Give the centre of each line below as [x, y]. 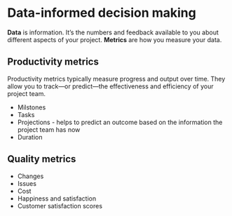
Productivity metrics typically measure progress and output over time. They [116, 79]
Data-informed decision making [102, 13]
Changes [30, 176]
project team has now [49, 129]
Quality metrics [42, 159]
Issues [27, 183]
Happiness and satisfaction [57, 198]
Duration [30, 137]
